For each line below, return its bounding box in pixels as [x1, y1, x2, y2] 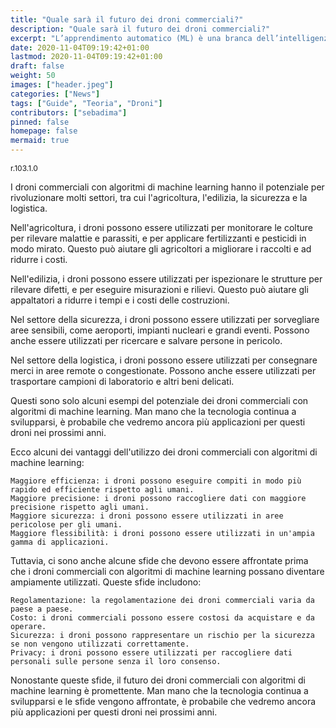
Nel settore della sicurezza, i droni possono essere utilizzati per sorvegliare [10, 314, 320, 325]
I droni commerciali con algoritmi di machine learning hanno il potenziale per [10, 181, 325, 193]
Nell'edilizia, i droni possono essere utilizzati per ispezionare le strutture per [10, 273, 323, 285]
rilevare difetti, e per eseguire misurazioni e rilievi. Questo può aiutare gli [10, 284, 309, 295]
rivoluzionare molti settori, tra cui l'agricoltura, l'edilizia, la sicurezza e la [10, 192, 308, 203]
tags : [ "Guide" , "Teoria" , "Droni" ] [10, 98, 163, 108]
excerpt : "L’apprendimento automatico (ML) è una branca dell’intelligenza [10, 33, 333, 43]
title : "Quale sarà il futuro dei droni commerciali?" [10, 14, 244, 25]
